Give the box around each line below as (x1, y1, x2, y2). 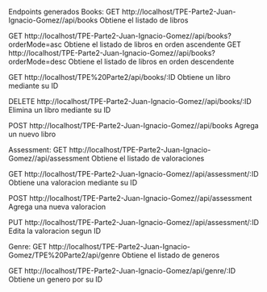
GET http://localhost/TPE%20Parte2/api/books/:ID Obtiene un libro (8, 73, 232, 81)
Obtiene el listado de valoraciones (91, 153, 205, 163)
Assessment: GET (8, 145, 68, 154)
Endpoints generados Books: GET (8, 7, 121, 16)
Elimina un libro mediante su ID (8, 105, 111, 115)
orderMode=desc (8, 56, 67, 66)
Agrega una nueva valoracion (8, 202, 106, 211)
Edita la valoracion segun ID (8, 226, 102, 236)
